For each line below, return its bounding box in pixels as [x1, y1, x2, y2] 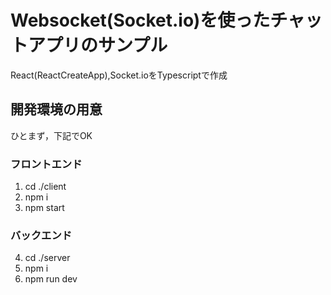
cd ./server [24, 252, 71, 264]
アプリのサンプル [28, 34, 168, 57]
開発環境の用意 [10, 101, 103, 118]
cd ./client [24, 181, 67, 193]
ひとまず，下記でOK [10, 129, 93, 141]
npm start [24, 202, 65, 214]
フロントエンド [10, 157, 83, 171]
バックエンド [10, 228, 73, 242]
